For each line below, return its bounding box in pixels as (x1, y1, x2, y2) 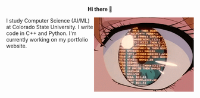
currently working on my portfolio (6, 36, 88, 43)
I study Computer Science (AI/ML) (6, 17, 90, 24)
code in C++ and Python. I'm (6, 30, 77, 37)
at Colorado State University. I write (6, 24, 93, 30)
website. (6, 42, 27, 49)
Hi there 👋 (87, 6, 112, 12)
